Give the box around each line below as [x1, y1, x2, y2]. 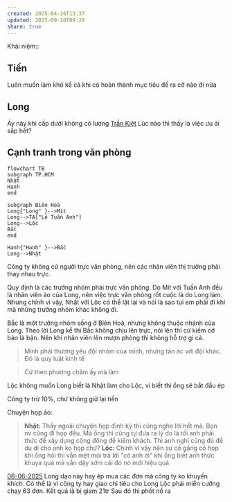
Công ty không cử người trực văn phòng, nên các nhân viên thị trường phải [7, 262, 220, 271]
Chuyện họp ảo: [7, 408, 53, 417]
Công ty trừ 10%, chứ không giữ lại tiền [7, 394, 119, 403]
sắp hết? [7, 126, 32, 135]
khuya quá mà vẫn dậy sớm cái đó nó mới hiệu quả [24, 458, 170, 467]
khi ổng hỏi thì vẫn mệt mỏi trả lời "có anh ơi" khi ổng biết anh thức [24, 451, 215, 459]
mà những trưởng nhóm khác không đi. [7, 305, 118, 313]
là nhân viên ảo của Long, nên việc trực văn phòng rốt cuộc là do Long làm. [7, 290, 223, 299]
